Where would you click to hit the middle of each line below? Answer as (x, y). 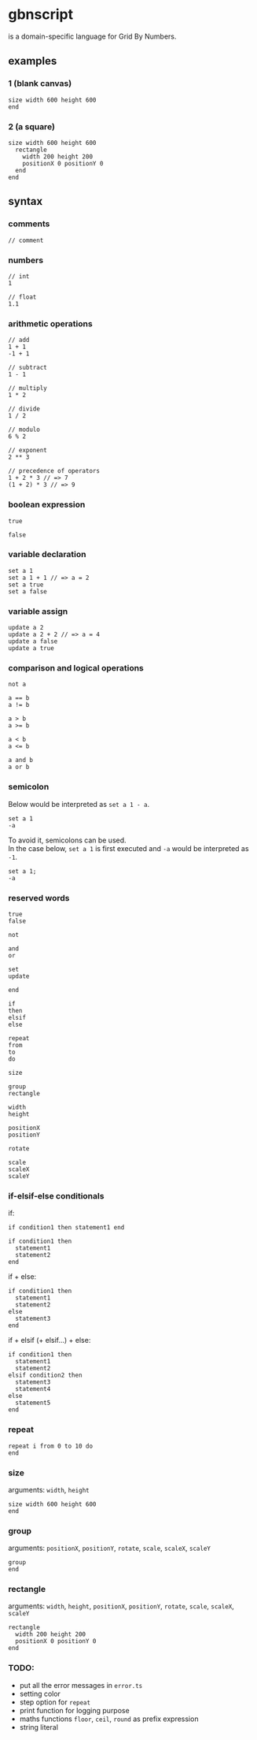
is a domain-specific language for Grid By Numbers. (92, 36)
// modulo (24, 430)
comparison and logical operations (76, 668)
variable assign (38, 611)
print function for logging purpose (74, 1710)
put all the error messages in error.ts (81, 1685)
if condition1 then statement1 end (66, 1228)
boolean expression (47, 504)
